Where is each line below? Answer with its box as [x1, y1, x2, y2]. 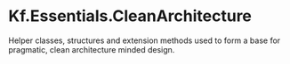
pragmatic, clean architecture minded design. [8, 44, 175, 54]
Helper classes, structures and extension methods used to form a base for [8, 35, 281, 46]
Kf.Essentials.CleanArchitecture [8, 6, 253, 26]
